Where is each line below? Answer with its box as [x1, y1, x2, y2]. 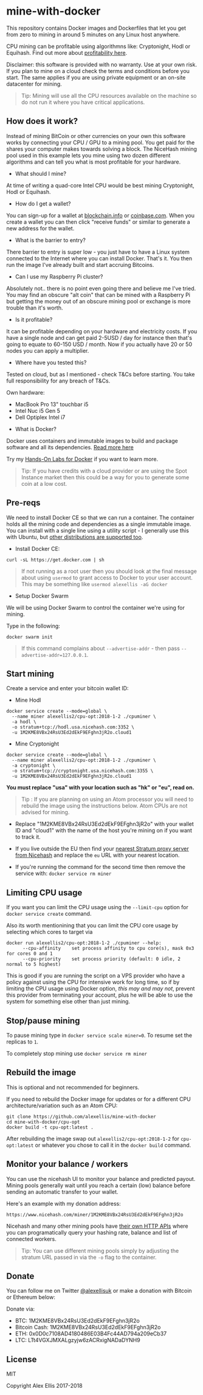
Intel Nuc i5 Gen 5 [15, 407, 61, 414]
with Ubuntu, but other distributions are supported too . [6, 533, 143, 541]
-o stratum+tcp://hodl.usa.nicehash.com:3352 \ [12, 724, 135, 730]
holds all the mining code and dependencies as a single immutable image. [6, 520, 191, 527]
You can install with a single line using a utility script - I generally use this [6, 527, 190, 534]
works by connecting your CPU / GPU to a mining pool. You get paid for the [6, 139, 195, 146]
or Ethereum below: [6, 1293, 56, 1301]
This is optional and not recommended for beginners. [6, 1084, 140, 1091]
